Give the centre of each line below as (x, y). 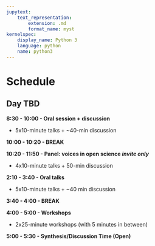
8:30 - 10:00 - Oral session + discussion (58, 118)
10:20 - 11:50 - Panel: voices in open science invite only (77, 154)
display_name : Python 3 (47, 40)
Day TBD (23, 104)
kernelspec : (21, 35)
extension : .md (47, 23)
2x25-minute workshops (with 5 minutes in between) (81, 224)
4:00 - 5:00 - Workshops (39, 213)
